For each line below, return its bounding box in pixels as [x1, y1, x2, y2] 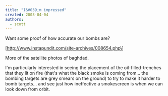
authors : [5, 17, 24, 22]
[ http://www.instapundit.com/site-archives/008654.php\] [5, 45, 124, 51]
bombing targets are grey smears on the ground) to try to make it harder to [5, 75, 160, 81]
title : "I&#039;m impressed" [5, 7, 67, 13]
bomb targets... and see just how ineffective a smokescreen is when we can [5, 81, 163, 87]
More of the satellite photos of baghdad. [5, 55, 89, 61]
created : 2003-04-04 [5, 12, 49, 17]
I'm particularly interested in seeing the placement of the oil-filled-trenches [5, 65, 161, 71]
